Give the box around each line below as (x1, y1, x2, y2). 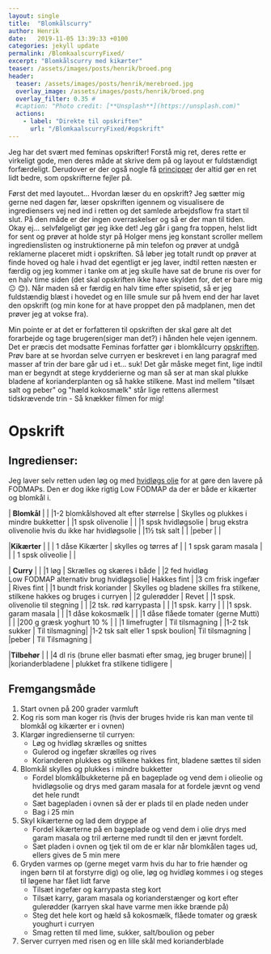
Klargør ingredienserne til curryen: (19, 730, 135, 739)
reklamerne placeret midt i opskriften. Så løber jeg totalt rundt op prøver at (8, 249, 256, 258)
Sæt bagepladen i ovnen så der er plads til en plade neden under (32, 799, 249, 808)
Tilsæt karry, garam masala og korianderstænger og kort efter (32, 892, 239, 903)
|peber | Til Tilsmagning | (8, 634, 92, 644)
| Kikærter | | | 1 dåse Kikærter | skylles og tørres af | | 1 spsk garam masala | (8, 541, 263, 551)
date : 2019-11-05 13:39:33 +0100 (8, 34, 129, 43)
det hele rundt (32, 790, 79, 799)
